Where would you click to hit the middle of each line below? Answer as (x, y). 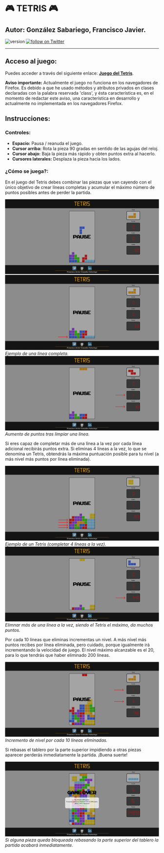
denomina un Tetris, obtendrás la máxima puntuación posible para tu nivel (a (82, 454)
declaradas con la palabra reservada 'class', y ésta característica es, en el (79, 93)
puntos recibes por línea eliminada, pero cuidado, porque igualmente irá (77, 645)
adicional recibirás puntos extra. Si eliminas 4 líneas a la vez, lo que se (76, 449)
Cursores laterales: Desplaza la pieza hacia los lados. (66, 159)
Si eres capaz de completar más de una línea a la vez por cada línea (73, 444)
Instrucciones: (28, 119)
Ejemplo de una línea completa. (37, 353)
